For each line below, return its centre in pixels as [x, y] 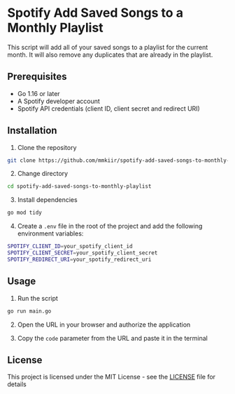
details [17, 384]
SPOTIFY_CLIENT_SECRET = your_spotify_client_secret [83, 253]
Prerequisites [37, 77]
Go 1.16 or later [39, 93]
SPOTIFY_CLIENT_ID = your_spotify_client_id [70, 247]
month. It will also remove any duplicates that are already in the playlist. [110, 55]
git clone [22, 160]
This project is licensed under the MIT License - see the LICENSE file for [111, 377]
